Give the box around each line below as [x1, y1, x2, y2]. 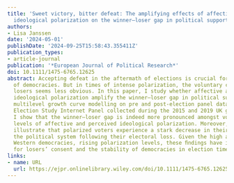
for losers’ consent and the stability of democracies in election [13, 146, 214, 153]
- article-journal [7, 56, 61, 63]
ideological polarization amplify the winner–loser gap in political [13, 95, 219, 102]
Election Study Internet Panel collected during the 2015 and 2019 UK [13, 107, 223, 114]
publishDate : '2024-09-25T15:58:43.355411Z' [7, 42, 139, 49]
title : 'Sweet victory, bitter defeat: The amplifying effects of [7, 10, 204, 17]
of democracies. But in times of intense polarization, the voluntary [13, 81, 223, 88]
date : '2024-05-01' [7, 36, 64, 43]
